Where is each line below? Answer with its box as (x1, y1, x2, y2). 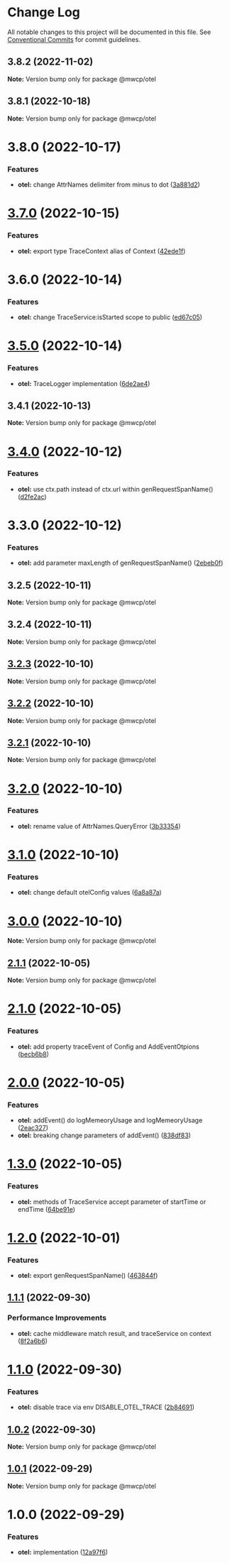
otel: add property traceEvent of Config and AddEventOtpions (17, 1042, 200, 1051)
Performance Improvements (7, 1313, 107, 1323)
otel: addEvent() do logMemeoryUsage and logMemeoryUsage (17, 1116, 203, 1125)
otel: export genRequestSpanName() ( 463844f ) (17, 1271, 158, 1279)
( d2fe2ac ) (17, 492, 48, 501)
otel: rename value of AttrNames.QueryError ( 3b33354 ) (17, 822, 181, 830)
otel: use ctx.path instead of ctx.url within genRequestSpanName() (17, 485, 214, 493)
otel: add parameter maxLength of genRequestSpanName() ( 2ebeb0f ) (17, 558, 224, 568)
